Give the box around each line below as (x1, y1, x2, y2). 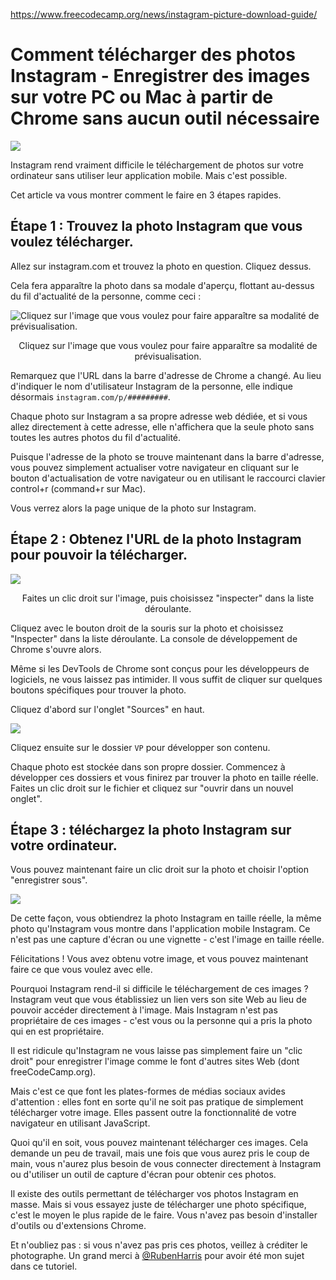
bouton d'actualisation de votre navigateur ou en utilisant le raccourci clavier (10, 472, 326, 484)
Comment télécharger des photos (10, 44, 296, 66)
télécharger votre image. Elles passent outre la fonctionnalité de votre (10, 1107, 297, 1119)
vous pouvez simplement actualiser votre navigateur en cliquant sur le (10, 461, 300, 473)
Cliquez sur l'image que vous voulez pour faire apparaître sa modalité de (18, 339, 318, 351)
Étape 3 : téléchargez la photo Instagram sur (10, 821, 292, 838)
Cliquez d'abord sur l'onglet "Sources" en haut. (10, 703, 205, 715)
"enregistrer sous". (10, 874, 88, 886)
